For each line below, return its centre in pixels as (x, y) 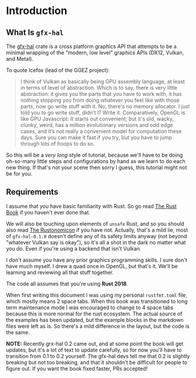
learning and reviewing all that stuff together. (60, 272)
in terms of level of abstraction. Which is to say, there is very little (99, 88)
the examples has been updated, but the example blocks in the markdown (95, 319)
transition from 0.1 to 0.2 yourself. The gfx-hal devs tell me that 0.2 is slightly (98, 356)
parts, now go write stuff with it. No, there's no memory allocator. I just (105, 106)
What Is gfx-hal (35, 32)
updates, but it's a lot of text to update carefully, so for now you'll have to (94, 350)
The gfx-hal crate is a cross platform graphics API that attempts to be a (91, 46)
